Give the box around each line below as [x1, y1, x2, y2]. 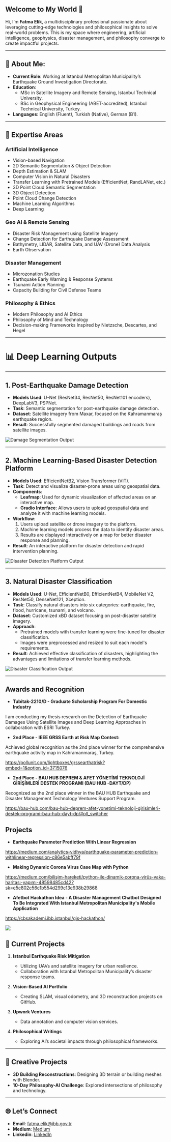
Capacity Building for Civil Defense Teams [12, 287, 101, 293]
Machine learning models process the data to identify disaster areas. [20, 526, 164, 532]
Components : [12, 488, 42, 494]
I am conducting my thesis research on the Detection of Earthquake [5, 714, 147, 720]
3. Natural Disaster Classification [5, 577, 112, 586]
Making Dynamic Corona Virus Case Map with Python [12, 864, 129, 870]
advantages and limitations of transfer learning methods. [12, 656, 132, 662]
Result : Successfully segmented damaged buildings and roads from [12, 421, 156, 427]
